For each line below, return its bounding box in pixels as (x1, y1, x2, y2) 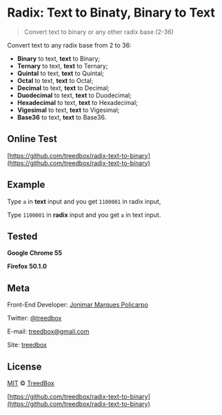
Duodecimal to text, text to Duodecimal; (17, 91, 132, 99)
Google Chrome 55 (7, 249, 62, 257)
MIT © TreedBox (7, 379, 55, 387)
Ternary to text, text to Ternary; (17, 61, 108, 70)
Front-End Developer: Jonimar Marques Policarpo (7, 300, 148, 309)
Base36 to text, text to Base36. (17, 113, 107, 122)
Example (7, 179, 46, 191)
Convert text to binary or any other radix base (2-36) (23, 28, 174, 36)
